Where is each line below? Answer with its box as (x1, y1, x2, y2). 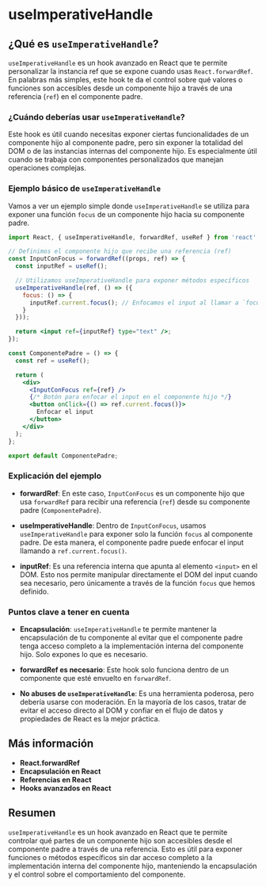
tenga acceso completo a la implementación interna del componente (19, 641, 244, 651)
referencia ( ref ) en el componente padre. (8, 92, 143, 101)
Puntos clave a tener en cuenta (8, 606, 130, 617)
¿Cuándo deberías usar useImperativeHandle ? (8, 111, 185, 122)
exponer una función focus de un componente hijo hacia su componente (8, 209, 245, 219)
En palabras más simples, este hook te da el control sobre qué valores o (8, 75, 243, 84)
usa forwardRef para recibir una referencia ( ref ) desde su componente (19, 497, 251, 507)
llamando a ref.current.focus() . (19, 545, 127, 556)
